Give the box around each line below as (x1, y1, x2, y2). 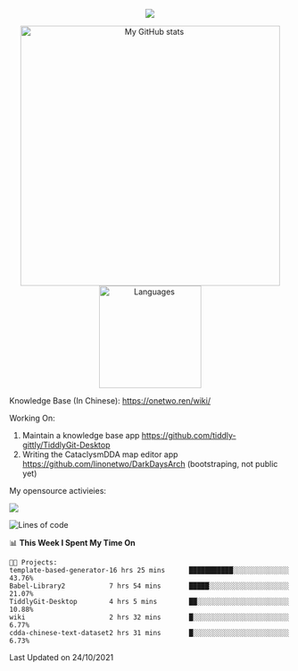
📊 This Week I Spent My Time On (9, 538, 136, 548)
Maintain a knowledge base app (21, 430, 140, 440)
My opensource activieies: (9, 486, 107, 496)
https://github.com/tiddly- (141, 430, 236, 440)
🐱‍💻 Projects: (9, 558, 58, 567)
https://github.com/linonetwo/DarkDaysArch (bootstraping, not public (21, 459, 278, 469)
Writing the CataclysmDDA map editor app (21, 449, 178, 460)
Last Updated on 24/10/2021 (9, 652, 114, 662)
